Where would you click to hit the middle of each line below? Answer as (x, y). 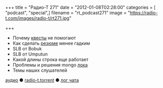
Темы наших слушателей (40, 70)
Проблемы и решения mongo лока (50, 65)
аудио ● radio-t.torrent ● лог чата (42, 80)
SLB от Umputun (30, 54)
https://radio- (144, 13)
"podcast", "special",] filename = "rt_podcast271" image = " (68, 13)
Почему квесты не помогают (44, 38)
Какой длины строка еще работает (51, 60)
